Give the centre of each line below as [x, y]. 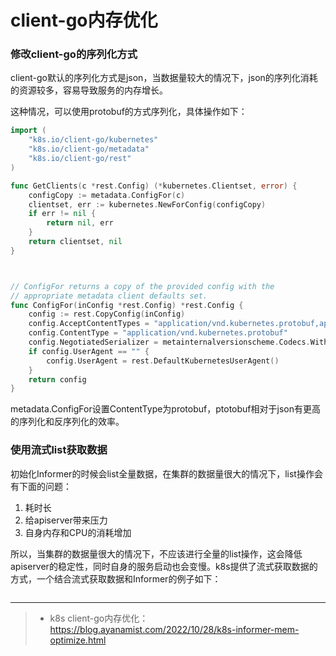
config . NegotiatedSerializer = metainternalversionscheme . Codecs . [169, 342]
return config [57, 379]
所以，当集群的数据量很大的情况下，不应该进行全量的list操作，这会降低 [156, 553]
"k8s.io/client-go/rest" [80, 159]
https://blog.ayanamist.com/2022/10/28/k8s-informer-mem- [174, 629]
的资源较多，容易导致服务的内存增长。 [89, 90]
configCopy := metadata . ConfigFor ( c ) [107, 195]
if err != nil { [62, 214]
